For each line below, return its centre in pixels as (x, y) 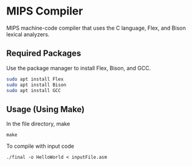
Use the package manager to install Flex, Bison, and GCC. (79, 68)
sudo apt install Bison (36, 85)
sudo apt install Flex (35, 79)
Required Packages (44, 54)
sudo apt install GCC (34, 90)
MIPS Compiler (45, 11)
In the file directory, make (38, 124)
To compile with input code (40, 146)
